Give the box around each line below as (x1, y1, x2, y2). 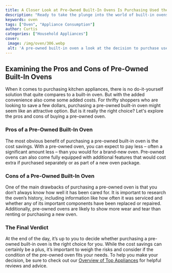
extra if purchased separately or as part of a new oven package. (5, 159, 141, 165)
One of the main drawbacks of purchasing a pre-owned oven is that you (5, 184, 157, 190)
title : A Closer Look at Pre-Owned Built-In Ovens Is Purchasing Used (5, 7, 159, 13)
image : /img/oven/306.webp (7, 41, 66, 46)
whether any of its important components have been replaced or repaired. (5, 200, 162, 206)
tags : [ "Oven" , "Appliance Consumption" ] (5, 22, 95, 27)
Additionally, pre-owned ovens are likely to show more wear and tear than (5, 206, 161, 212)
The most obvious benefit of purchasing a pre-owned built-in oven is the (5, 138, 159, 144)
